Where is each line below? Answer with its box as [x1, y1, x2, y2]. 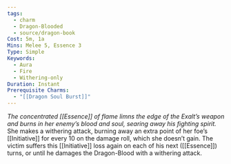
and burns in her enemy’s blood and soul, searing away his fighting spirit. [7, 120, 217, 127]
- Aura [13, 61, 32, 68]
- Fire [13, 68, 32, 74]
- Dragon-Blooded [13, 23, 63, 30]
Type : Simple [7, 49, 45, 56]
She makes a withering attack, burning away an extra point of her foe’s [7, 127, 208, 135]
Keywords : [7, 55, 36, 62]
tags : [7, 10, 23, 17]
